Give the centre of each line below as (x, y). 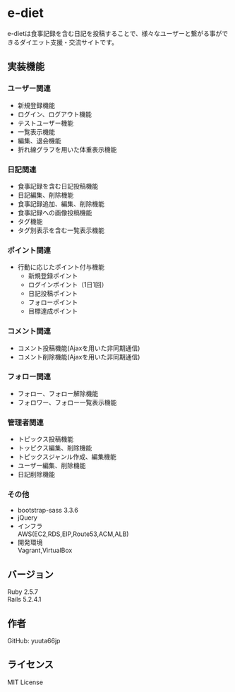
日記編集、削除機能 (46, 195)
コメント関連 (29, 331)
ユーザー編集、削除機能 (52, 466)
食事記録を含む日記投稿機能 (58, 186)
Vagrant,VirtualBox (45, 550)
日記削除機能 (36, 475)
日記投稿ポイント (53, 294)
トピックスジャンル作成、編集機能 (67, 457)
